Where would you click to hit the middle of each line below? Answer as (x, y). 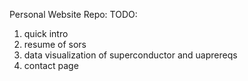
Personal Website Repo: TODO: (73, 14)
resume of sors (55, 44)
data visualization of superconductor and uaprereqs (130, 55)
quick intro (46, 33)
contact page (51, 65)
